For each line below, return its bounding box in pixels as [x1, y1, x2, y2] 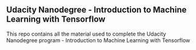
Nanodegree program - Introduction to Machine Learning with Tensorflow [6, 36, 191, 44]
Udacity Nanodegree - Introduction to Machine [6, 5, 187, 15]
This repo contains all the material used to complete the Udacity [6, 30, 166, 37]
